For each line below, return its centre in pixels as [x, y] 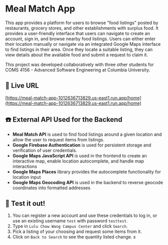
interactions [25, 166]
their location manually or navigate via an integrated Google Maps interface [83, 44]
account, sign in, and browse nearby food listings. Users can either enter [80, 39]
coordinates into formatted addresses [51, 188]
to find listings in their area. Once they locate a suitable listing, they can [79, 49]
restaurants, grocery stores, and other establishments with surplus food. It [82, 28]
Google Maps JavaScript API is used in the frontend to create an [79, 155]
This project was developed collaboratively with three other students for [80, 64]
